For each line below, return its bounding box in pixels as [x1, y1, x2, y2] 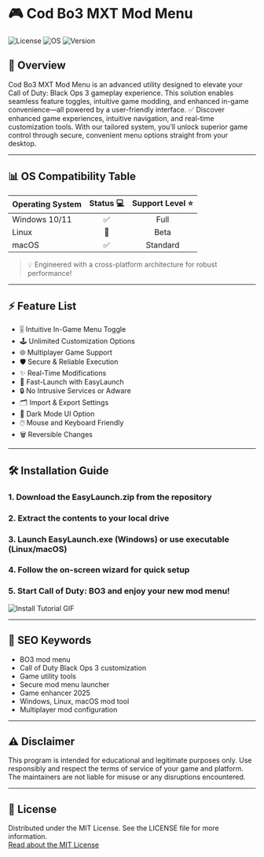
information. [8, 832, 48, 841]
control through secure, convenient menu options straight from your [8, 130, 229, 140]
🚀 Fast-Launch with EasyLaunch [19, 377, 124, 387]
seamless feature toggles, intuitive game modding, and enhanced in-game [8, 96, 249, 105]
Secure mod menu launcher [19, 679, 110, 689]
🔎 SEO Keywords [8, 634, 92, 647]
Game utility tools [19, 671, 77, 681]
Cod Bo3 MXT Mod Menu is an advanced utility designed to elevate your [8, 79, 244, 89]
